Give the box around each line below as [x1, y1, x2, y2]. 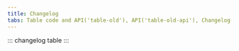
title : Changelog [7, 10, 59, 17]
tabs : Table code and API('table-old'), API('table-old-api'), [7, 17, 199, 24]
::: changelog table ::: [7, 36, 70, 44]
